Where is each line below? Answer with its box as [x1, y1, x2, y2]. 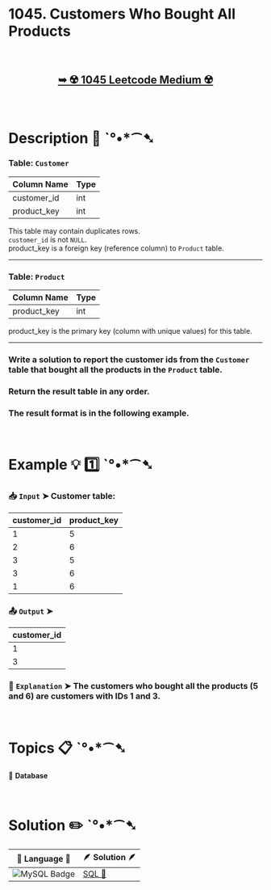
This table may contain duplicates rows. [8, 226, 141, 235]
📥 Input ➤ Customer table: [8, 491, 116, 502]
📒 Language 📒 [16, 853, 71, 864]
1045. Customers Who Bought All [8, 5, 236, 23]
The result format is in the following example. [8, 407, 190, 419]
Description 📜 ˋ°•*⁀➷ [8, 129, 155, 147]
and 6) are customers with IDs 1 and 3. [8, 690, 161, 702]
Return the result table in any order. [8, 386, 151, 397]
